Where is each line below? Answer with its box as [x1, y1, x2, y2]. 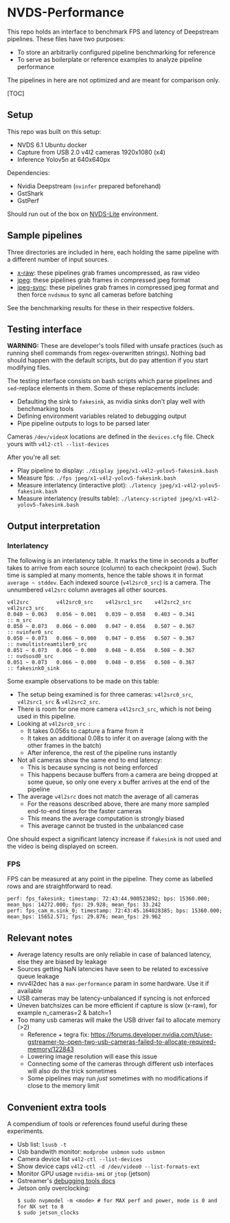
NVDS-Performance [7, 5, 125, 21]
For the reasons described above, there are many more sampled [27, 800, 209, 808]
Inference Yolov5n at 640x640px [16, 155, 111, 163]
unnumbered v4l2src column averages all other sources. [7, 585, 168, 594]
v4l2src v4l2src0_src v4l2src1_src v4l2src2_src [7, 599, 192, 606]
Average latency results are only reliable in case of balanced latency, [16, 951, 211, 959]
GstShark [16, 189, 44, 197]
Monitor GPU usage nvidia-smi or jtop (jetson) [16, 1169, 150, 1178]
